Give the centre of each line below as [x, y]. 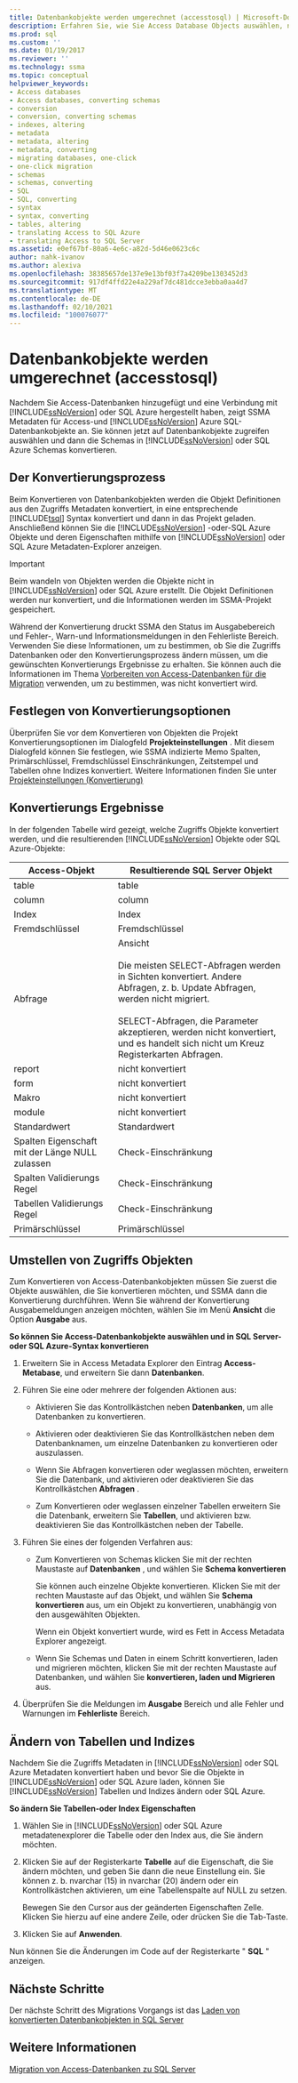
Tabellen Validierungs [59, 1203]
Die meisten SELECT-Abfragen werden [199, 965]
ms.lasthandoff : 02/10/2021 [61, 307]
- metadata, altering [49, 141]
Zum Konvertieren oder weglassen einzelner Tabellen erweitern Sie [158, 1506]
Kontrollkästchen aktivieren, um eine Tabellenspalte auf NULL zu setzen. [154, 1890]
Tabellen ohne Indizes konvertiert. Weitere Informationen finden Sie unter [143, 770]
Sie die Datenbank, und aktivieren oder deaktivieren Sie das [145, 1480]
